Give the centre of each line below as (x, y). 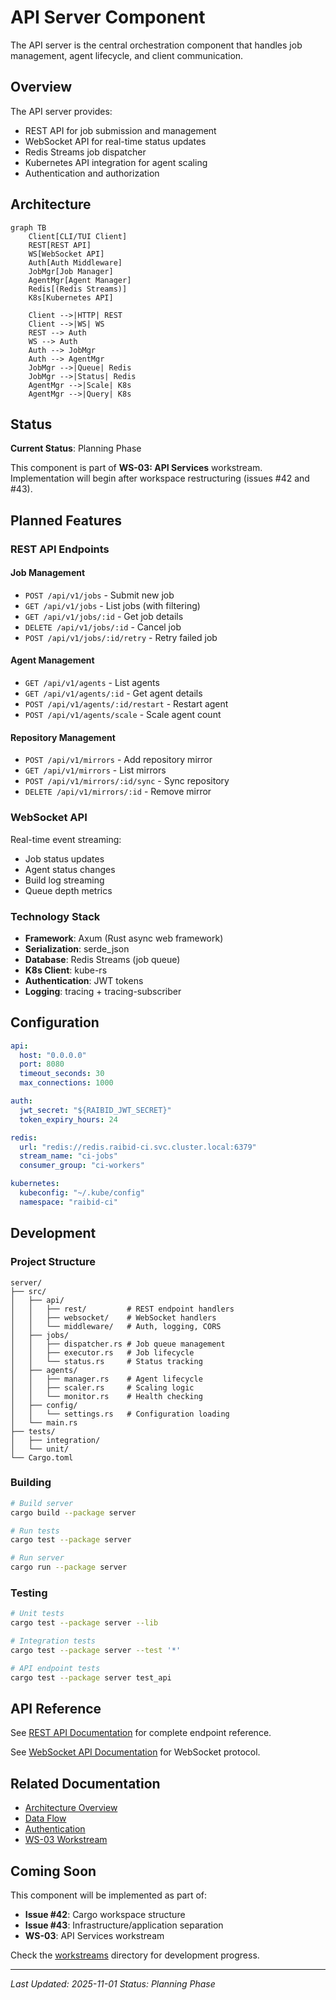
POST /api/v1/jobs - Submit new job (99, 595)
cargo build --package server (73, 1512)
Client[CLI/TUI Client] (78, 236)
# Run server (37, 1558)
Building (31, 1483)
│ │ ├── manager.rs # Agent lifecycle (106, 1379)
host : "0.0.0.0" (53, 1055)
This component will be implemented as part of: (109, 1895)
